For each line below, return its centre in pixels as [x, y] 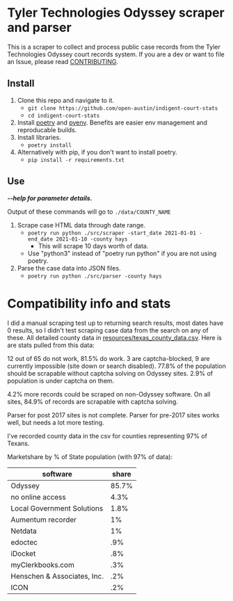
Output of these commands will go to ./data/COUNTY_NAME [89, 211]
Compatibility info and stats [89, 303]
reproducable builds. [47, 129]
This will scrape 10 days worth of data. [93, 246]
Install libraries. [39, 137]
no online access [38, 497]
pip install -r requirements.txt [76, 160]
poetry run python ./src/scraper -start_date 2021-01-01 [112, 233]
